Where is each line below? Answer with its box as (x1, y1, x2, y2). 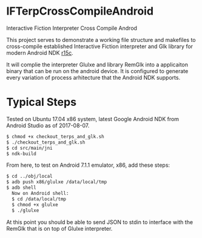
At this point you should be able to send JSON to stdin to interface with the (6, 218, 193, 226)
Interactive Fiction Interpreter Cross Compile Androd (6, 24, 138, 32)
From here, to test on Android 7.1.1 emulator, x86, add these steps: (6, 161, 170, 169)
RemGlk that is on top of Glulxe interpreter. (6, 225, 113, 232)
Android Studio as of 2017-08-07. (6, 122, 90, 129)
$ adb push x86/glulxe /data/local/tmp (6, 179, 107, 185)
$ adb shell (6, 184, 36, 191)
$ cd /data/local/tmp (12, 196, 67, 202)
